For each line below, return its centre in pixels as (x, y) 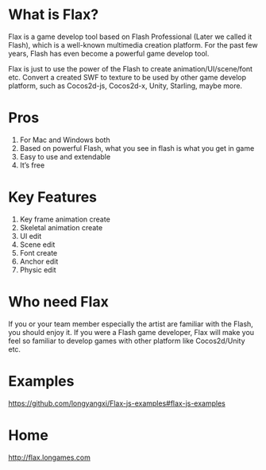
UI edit (31, 236)
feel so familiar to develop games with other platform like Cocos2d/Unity (127, 341)
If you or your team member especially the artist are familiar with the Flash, (131, 324)
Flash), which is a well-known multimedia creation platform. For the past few (133, 44)
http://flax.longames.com (50, 457)
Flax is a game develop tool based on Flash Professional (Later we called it (130, 37)
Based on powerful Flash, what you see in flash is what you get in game (137, 148)
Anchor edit (39, 261)
